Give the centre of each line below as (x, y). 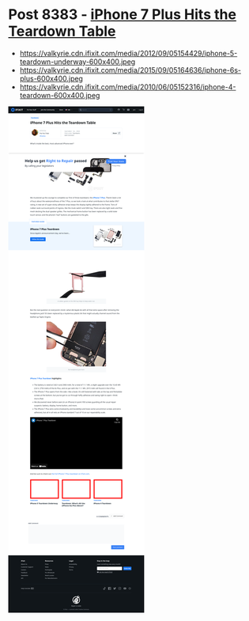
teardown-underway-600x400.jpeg (77, 62)
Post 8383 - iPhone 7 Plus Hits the (123, 15)
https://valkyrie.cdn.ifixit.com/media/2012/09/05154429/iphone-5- (128, 53)
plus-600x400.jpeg (51, 78)
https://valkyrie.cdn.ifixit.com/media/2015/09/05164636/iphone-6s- (130, 70)
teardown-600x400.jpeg (60, 95)
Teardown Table (62, 31)
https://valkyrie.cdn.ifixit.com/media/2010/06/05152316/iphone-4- (128, 87)
